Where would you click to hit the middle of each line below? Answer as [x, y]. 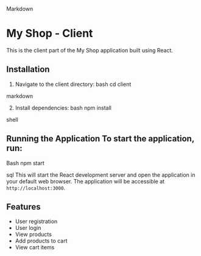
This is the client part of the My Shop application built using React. [90, 50]
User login [28, 228]
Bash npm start [25, 163]
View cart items [35, 247]
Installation [28, 69]
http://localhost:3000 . [36, 188]
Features [23, 207]
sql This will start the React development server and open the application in [101, 175]
